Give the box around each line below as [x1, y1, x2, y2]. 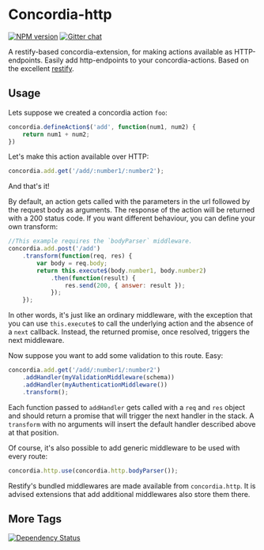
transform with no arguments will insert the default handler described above [8, 419, 256, 428]
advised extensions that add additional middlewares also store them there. [8, 489, 251, 499]
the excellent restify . [8, 63, 75, 73]
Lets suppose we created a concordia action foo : [8, 107, 168, 117]
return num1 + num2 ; [22, 130, 90, 138]
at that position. [8, 428, 59, 437]
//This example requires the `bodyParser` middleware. [8, 237, 193, 246]
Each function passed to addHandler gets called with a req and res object [8, 402, 246, 412]
